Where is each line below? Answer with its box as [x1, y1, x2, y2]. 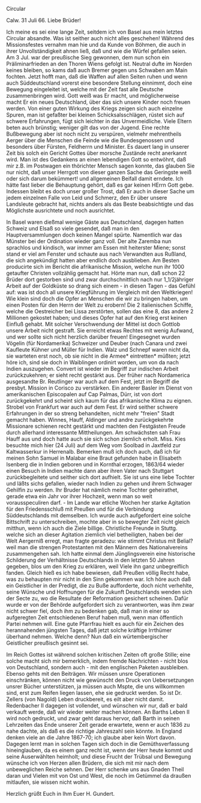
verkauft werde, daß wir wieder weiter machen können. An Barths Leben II [6, 708, 190, 715]
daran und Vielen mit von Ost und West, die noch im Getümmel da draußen [6, 772, 191, 779]
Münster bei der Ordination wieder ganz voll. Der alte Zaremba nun [6, 238, 172, 245]
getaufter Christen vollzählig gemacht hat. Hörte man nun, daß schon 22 [6, 269, 185, 277]
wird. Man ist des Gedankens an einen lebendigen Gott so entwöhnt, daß [6, 156, 187, 163]
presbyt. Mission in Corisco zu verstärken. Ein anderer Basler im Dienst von [6, 384, 193, 391]
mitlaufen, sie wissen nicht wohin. [6, 778, 90, 786]
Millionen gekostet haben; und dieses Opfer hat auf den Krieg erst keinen [6, 314, 187, 321]
